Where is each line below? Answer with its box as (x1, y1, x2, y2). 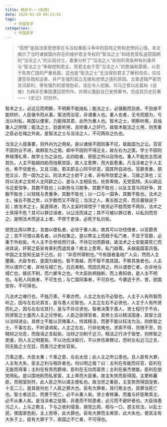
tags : (5, 16, 16, 21)
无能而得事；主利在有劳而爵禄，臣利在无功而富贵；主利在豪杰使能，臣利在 (5, 367, 158, 372)
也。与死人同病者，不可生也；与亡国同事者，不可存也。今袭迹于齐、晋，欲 (5, 277, 158, 282)
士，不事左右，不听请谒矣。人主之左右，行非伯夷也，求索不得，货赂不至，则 (5, 325, 162, 330)
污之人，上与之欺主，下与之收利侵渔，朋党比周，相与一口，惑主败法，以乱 (5, 404, 158, 410)
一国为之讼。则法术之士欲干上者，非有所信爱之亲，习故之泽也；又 (26, 172, 162, 178)
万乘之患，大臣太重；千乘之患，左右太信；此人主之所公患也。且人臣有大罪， (5, 354, 162, 360)
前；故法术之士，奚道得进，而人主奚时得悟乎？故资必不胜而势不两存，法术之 (5, 203, 162, 209)
